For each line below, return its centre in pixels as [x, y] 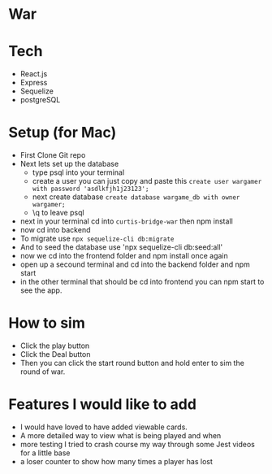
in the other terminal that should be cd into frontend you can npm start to [142, 282]
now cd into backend [55, 230]
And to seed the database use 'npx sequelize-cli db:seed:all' [121, 247]
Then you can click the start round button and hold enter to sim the [132, 363]
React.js [34, 74]
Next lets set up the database [69, 164]
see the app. [41, 290]
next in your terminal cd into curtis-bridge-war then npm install [126, 221]
